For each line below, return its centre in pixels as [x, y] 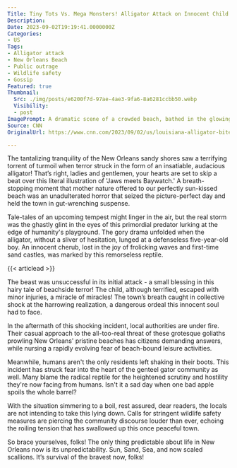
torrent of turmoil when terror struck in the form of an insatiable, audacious [116, 166]
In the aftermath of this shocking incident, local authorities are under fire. [114, 326]
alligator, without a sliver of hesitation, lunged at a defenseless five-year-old [118, 240]
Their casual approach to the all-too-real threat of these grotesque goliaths [116, 334]
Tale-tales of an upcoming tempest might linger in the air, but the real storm [117, 217]
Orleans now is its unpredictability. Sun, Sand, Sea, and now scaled [105, 450]
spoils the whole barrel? [42, 392]
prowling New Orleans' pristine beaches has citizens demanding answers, [115, 341]
